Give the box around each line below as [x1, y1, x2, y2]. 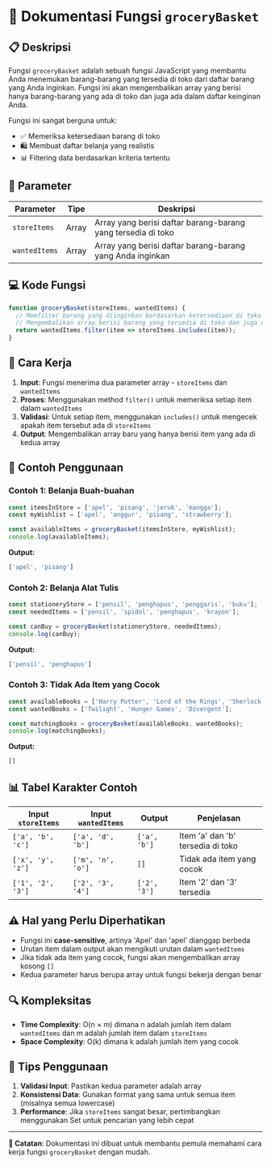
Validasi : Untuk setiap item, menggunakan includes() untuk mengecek [19, 411, 257, 422]
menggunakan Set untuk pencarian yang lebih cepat [19, 1116, 194, 1125]
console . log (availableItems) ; [8, 533, 110, 541]
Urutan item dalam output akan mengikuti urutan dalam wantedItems [19, 943, 245, 954]
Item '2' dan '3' [179, 876, 238, 888]
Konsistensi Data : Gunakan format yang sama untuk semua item [19, 1090, 236, 1100]
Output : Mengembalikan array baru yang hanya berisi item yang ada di [19, 429, 256, 439]
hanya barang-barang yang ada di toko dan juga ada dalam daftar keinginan [8, 92, 261, 101]
